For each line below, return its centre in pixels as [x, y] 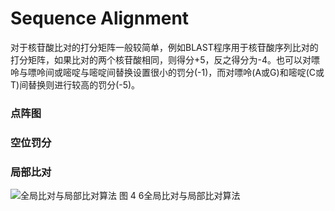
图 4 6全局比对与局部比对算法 [179, 196]
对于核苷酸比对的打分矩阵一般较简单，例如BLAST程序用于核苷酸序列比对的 [164, 47]
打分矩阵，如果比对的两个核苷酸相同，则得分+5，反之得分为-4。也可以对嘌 [165, 59]
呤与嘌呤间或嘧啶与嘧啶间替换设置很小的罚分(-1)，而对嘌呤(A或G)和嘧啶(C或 [167, 72]
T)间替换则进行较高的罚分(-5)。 [75, 84]
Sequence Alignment [100, 18]
